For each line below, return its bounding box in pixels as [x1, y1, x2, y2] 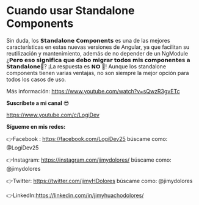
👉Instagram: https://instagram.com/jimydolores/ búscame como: [6, 156, 172, 164]
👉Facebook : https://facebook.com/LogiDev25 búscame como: [6, 135, 168, 142]
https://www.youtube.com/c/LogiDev [6, 111, 99, 118]
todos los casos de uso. [6, 76, 67, 83]
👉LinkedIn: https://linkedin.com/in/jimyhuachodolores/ [6, 192, 144, 199]
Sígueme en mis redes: [6, 123, 66, 130]
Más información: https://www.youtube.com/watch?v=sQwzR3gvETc [6, 87, 180, 95]
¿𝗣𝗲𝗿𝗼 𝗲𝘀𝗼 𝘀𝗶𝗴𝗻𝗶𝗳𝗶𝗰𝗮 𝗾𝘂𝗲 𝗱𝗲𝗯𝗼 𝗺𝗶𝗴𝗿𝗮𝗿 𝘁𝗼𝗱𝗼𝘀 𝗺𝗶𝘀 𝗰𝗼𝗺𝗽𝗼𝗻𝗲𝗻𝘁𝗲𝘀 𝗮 [6, 56, 190, 63]
